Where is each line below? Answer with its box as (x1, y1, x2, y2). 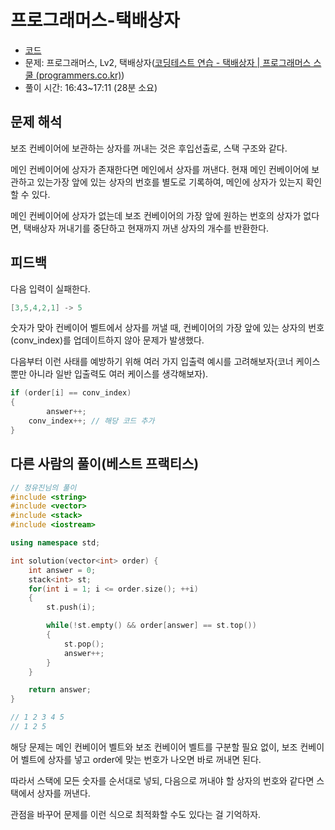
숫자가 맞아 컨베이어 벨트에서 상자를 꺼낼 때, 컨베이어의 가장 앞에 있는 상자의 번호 (10, 322, 325, 334)
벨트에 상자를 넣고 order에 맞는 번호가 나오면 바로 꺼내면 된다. (20, 753, 262, 765)
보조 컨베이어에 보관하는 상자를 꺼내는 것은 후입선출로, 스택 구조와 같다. (10, 142, 288, 154)
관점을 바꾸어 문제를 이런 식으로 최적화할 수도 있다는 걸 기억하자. (10, 808, 262, 820)
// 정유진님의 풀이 (10, 482, 77, 493)
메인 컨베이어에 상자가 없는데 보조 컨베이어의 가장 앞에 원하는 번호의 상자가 (10, 209, 302, 221)
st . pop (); (63, 639, 105, 649)
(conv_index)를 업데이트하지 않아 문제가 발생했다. (10, 334, 205, 346)
